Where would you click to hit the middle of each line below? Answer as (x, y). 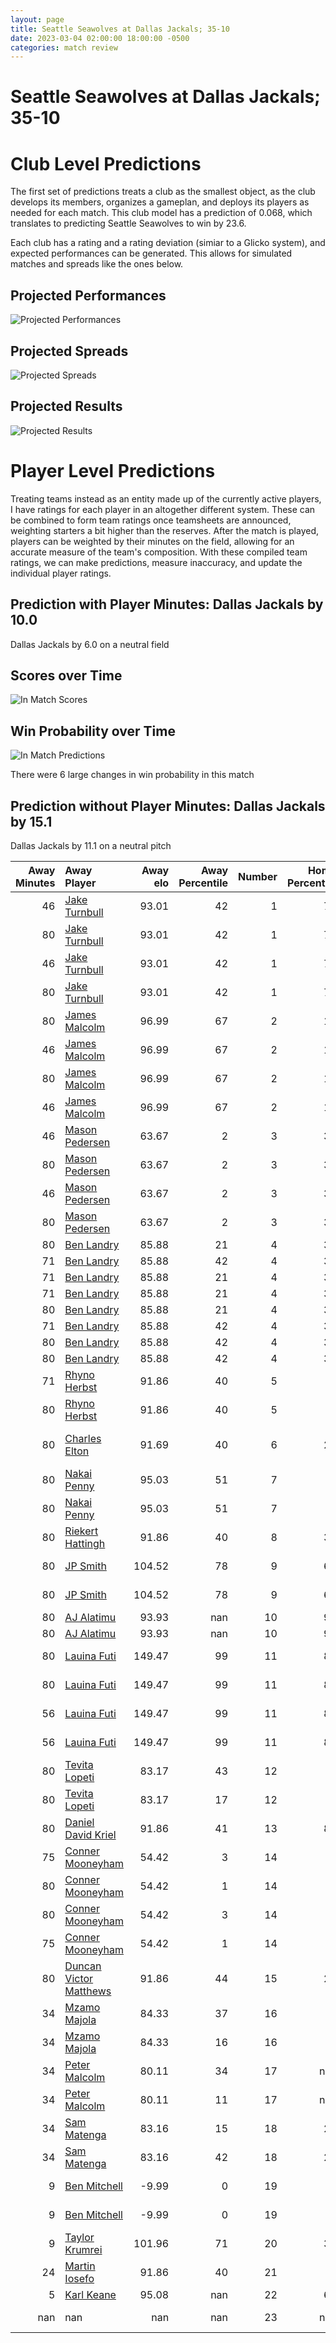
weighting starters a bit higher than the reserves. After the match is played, (165, 530)
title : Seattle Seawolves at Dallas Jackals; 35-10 (120, 29)
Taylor (79, 2237)
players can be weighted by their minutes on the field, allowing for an (152, 541)
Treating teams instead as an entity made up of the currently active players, (166, 498)
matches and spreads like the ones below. (97, 264)
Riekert (81, 1531)
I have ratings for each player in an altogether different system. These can (163, 509)
